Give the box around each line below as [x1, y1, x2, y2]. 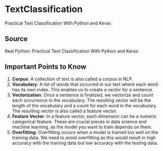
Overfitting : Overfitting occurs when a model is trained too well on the [12, 129, 158, 135]
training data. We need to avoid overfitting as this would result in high [12, 134, 156, 140]
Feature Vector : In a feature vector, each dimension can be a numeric [12, 113, 157, 119]
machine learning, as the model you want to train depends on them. [12, 124, 152, 130]
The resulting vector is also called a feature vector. [12, 108, 118, 114]
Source [5, 35, 28, 43]
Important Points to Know [5, 63, 87, 71]
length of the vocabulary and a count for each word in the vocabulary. [12, 102, 157, 108]
